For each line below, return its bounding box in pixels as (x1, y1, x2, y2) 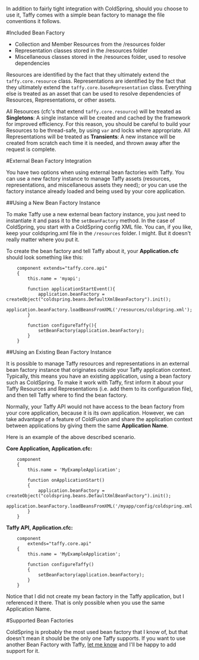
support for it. (6, 648, 40, 654)
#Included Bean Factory (6, 29, 65, 36)
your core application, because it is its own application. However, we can (6, 409, 185, 416)
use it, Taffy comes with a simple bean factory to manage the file (6, 11, 165, 18)
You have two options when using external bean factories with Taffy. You (6, 169, 185, 176)
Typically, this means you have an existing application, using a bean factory (6, 372, 191, 380)
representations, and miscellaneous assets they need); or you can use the (6, 181, 187, 188)
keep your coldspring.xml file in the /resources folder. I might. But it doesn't (6, 230, 191, 236)
